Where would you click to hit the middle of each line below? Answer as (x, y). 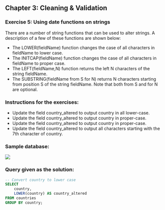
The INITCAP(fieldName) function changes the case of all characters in (84, 58)
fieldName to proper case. (39, 63)
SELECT (12, 184)
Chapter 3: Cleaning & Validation (56, 8)
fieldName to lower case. (37, 53)
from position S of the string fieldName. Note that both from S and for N (85, 84)
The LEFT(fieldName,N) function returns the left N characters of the (81, 68)
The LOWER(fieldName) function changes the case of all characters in (83, 47)
